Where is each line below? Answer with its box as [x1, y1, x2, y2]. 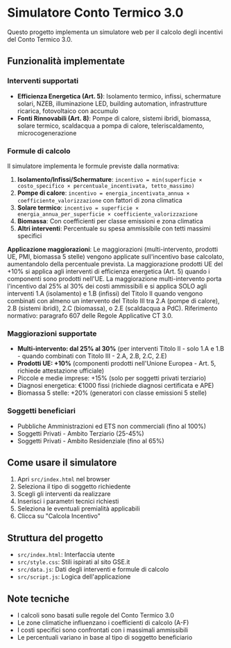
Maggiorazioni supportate [7, 328, 97, 338]
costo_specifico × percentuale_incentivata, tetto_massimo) [17, 182, 195, 189]
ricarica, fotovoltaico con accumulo [17, 106, 119, 115]
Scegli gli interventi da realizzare [17, 490, 111, 498]
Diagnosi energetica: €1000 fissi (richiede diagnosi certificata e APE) [17, 382, 214, 390]
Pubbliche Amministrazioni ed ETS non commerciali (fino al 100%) [17, 422, 207, 430]
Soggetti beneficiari [7, 406, 76, 416]
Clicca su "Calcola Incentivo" [17, 512, 101, 520]
